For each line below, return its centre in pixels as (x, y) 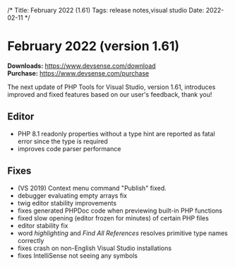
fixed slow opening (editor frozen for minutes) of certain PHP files (113, 218)
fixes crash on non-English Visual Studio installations (94, 248)
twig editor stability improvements (67, 203)
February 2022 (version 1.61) (94, 46)
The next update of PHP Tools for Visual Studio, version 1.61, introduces (112, 87)
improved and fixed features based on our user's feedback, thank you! (110, 94)
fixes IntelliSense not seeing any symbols (77, 255)
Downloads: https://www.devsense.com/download (82, 66)
